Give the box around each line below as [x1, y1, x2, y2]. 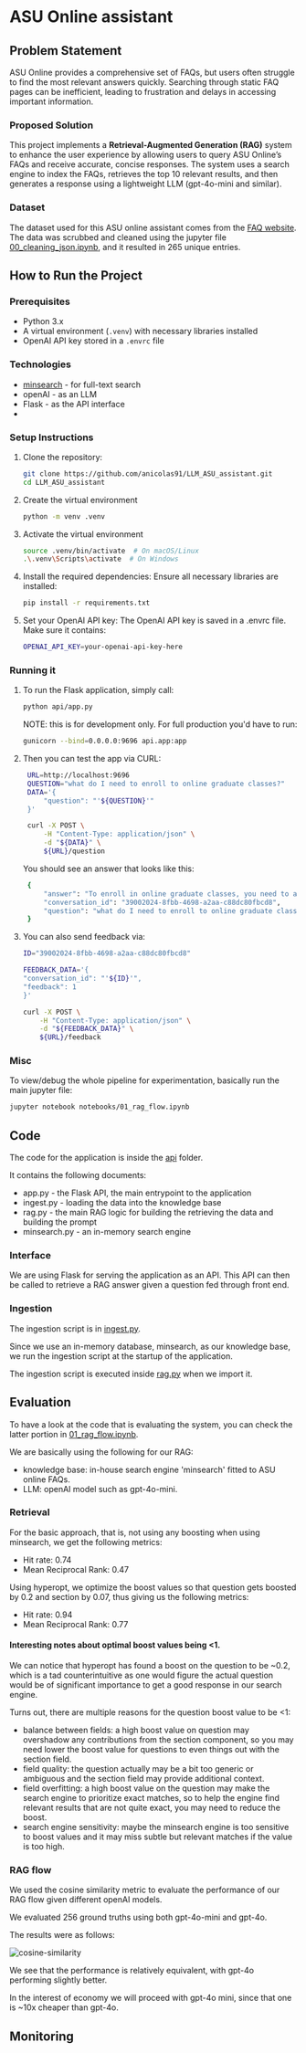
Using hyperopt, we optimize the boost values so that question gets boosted [9, 1582, 297, 1593]
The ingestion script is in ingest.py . [9, 1322, 142, 1334]
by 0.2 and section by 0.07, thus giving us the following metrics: [9, 1591, 249, 1602]
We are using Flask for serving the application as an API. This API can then [9, 1269, 290, 1280]
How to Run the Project [9, 268, 143, 283]
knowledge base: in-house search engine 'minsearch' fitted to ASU [22, 1464, 276, 1475]
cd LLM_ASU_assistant [22, 478, 105, 487]
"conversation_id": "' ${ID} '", [22, 974, 142, 984]
